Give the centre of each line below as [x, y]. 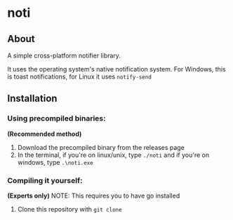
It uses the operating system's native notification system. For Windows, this [116, 69]
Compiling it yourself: [45, 180]
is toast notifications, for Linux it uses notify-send [80, 76]
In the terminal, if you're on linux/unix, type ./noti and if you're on [113, 155]
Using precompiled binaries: [56, 118]
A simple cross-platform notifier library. [64, 55]
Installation [32, 98]
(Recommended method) [45, 134]
